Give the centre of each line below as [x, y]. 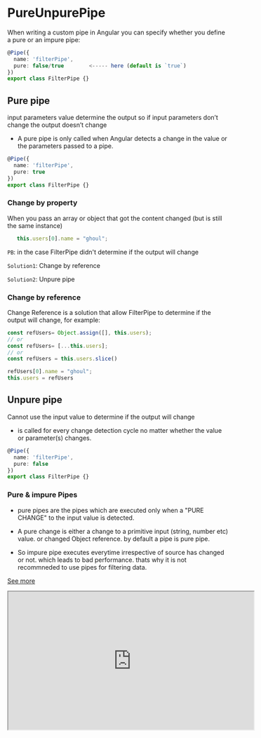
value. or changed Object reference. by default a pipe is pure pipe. [114, 539]
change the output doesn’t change [57, 125]
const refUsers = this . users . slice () [62, 359]
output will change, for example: [54, 320]
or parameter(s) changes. [54, 438]
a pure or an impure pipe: [44, 39]
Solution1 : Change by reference [54, 265]
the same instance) [35, 225]
